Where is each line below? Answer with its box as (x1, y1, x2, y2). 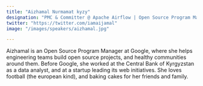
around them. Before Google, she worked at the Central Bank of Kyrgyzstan (6, 60, 195, 67)
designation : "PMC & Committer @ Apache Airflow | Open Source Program (6, 14, 190, 20)
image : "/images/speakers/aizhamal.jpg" (6, 25, 110, 32)
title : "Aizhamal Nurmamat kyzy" (6, 8, 91, 15)
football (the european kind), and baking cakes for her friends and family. (6, 73, 188, 80)
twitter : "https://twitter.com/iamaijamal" (6, 20, 118, 26)
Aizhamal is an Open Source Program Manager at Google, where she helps (6, 48, 193, 55)
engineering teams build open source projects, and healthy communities (6, 54, 187, 61)
